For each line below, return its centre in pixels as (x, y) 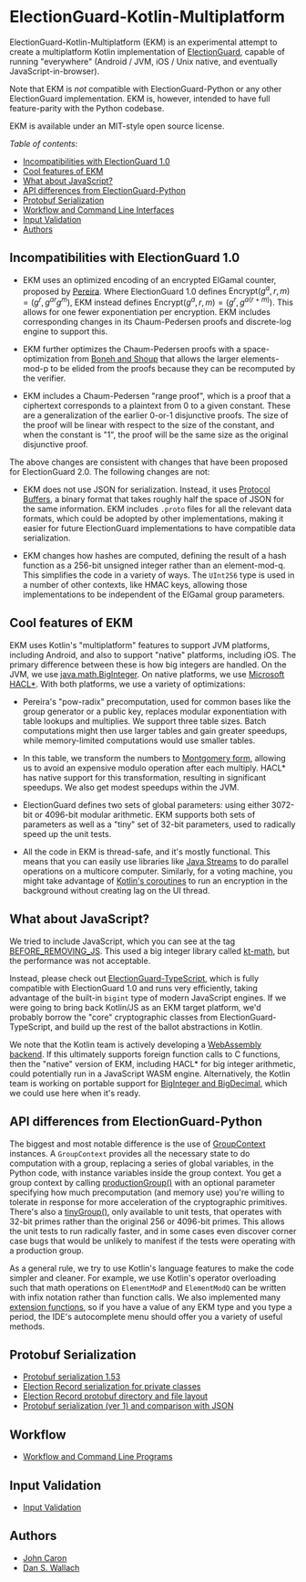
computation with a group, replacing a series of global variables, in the (142, 1163)
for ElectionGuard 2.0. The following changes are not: (110, 472)
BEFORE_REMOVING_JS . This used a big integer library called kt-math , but (149, 950)
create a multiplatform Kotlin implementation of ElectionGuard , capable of (147, 51)
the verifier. (44, 378)
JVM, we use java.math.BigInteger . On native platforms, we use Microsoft (147, 674)
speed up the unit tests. (67, 833)
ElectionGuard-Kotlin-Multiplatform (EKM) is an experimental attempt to (143, 42)
